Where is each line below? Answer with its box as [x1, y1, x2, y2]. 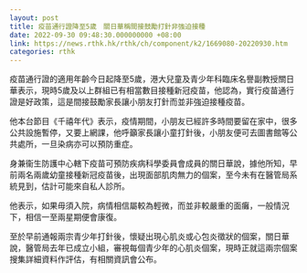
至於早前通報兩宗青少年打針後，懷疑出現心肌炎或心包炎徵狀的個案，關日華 [9, 231, 290, 242]
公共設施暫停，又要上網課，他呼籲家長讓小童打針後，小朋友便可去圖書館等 [9, 127, 290, 138]
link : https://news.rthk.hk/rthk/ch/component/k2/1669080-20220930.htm [9, 38, 288, 48]
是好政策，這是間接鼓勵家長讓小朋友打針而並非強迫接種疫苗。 [16, 97, 249, 108]
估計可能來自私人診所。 [40, 181, 130, 192]
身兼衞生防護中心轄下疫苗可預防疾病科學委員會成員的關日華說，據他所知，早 [9, 158, 298, 169]
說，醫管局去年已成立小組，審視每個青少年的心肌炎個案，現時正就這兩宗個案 [9, 243, 298, 254]
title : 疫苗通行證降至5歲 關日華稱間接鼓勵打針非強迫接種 [9, 22, 206, 31]
